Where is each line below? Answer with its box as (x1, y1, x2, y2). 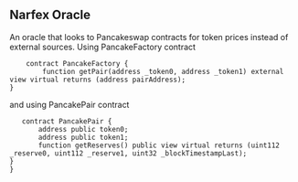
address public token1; (37, 133, 129, 142)
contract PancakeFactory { (26, 59, 129, 68)
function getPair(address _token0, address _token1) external (42, 67, 284, 76)
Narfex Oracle (9, 7, 91, 23)
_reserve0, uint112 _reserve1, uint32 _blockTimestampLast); (9, 148, 248, 158)
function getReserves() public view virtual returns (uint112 (37, 141, 281, 150)
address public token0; (37, 124, 129, 134)
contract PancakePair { (21, 116, 112, 126)
